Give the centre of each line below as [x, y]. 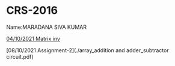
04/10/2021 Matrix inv [33, 38]
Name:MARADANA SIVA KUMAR [47, 27]
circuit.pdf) [20, 56]
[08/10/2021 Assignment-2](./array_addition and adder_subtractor [88, 50]
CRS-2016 [32, 10]
